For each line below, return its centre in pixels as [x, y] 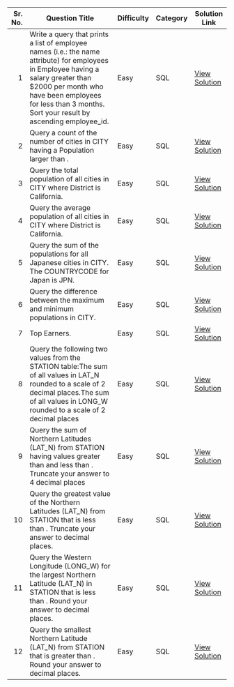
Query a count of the [63, 133]
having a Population [62, 150]
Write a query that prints [69, 34]
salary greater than [61, 78]
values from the [55, 357]
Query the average [60, 207]
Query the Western [61, 557]
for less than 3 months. [67, 104]
